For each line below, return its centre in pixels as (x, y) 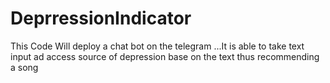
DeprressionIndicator (101, 18)
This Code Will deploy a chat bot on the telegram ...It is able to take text (157, 46)
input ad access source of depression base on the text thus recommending (165, 56)
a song (24, 67)
